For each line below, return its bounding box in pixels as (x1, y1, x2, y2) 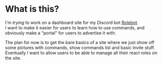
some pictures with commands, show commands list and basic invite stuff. (5, 44, 155, 50)
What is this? (5, 3, 60, 15)
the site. (5, 55, 22, 61)
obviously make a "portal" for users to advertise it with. (5, 30, 116, 36)
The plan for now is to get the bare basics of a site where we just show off (5, 39, 155, 45)
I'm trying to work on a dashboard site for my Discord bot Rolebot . (5, 20, 139, 25)
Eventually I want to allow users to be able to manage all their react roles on (5, 50, 158, 56)
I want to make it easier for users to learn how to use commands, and (5, 24, 145, 30)
